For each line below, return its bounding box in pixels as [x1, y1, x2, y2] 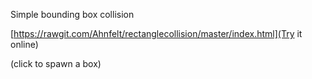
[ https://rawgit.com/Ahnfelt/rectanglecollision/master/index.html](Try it [10, 28, 303, 39]
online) [10, 39, 39, 50]
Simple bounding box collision [10, 9, 135, 20]
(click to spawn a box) [10, 58, 102, 69]
